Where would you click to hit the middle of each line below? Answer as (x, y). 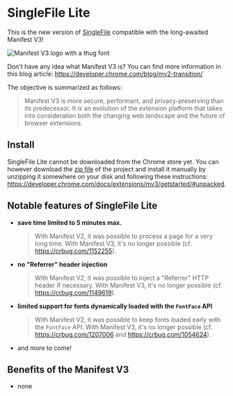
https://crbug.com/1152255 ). (75, 251)
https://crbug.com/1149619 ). (75, 292)
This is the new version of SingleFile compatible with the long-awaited (108, 32)
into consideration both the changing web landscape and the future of (124, 116)
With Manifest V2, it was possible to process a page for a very (124, 236)
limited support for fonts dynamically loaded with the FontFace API (115, 306)
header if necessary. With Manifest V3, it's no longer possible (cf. (128, 285)
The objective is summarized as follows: (65, 87)
